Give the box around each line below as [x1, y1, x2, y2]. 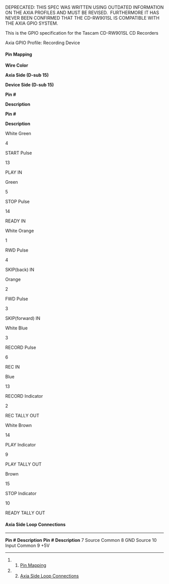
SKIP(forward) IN [5, 315, 41, 321]
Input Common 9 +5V [5, 542, 50, 549]
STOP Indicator [5, 491, 37, 497]
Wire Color [5, 62, 29, 68]
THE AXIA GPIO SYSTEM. [5, 20, 58, 26]
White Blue [5, 325, 28, 331]
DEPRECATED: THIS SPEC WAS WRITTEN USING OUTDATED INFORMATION [5, 5, 164, 10]
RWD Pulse [5, 247, 29, 253]
